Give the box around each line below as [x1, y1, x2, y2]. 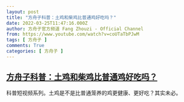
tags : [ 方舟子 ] [6, 37, 47, 43]
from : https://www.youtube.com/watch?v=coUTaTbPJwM [6, 31, 139, 37]
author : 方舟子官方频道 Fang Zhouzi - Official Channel [6, 25, 144, 32]
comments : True [6, 43, 45, 49]
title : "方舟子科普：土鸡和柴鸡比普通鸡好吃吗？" [6, 14, 117, 21]
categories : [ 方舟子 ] [6, 48, 64, 54]
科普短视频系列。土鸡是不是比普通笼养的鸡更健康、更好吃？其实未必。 [6, 89, 182, 97]
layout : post [6, 8, 39, 15]
